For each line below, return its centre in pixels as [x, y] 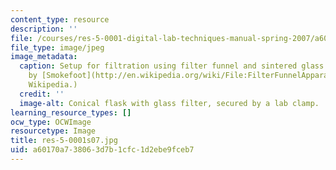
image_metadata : [44, 57]
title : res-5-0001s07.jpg [64, 141]
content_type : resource [60, 19]
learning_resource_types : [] [71, 112]
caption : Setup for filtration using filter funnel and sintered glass [172, 66]
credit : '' [42, 94]
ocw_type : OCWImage [51, 122]
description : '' [44, 29]
